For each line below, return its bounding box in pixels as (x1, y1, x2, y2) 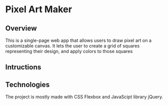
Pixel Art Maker (5, 4, 73, 15)
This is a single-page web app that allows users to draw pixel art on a (5, 37, 152, 43)
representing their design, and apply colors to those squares (5, 48, 133, 54)
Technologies (5, 80, 50, 89)
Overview (5, 24, 37, 33)
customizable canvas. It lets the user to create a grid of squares (5, 43, 140, 49)
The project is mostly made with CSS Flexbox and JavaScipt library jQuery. (5, 94, 163, 100)
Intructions (5, 63, 41, 72)
